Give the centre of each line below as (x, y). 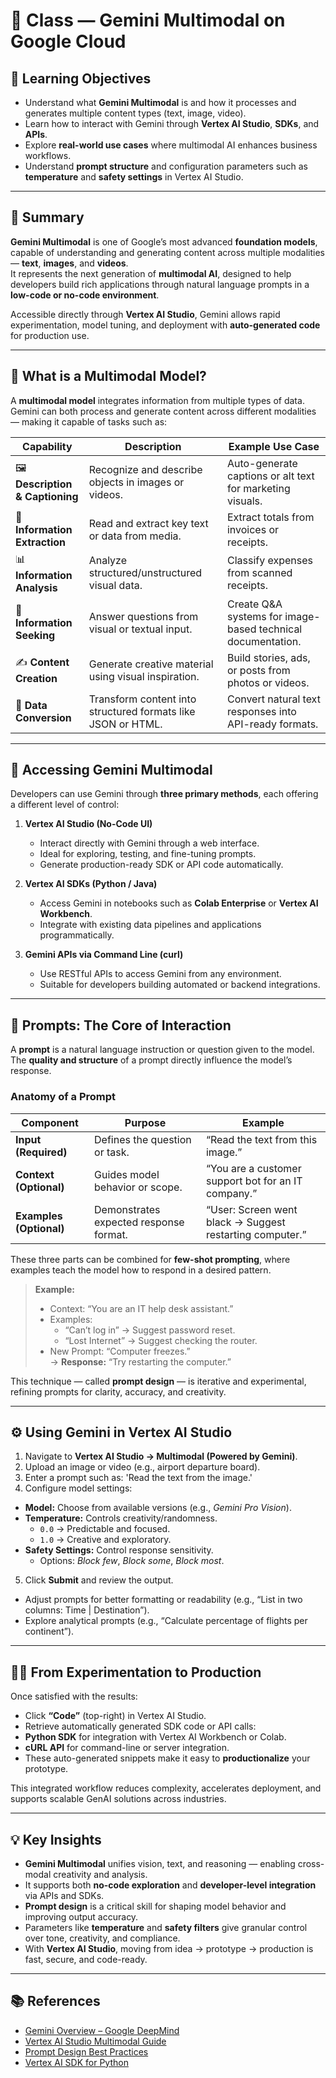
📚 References (55, 2001)
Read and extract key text (148, 523)
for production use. (50, 335)
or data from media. (135, 536)
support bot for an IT (254, 1181)
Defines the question (143, 1139)
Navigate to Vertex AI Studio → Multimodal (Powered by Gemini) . (161, 1456)
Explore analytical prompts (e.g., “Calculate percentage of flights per (166, 1621)
